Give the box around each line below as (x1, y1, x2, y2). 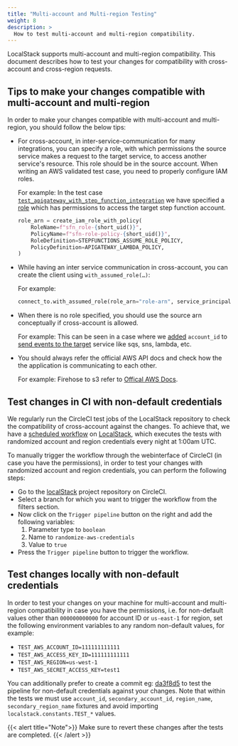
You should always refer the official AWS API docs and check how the (17, 353, 222, 363)
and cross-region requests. (33, 65, 112, 73)
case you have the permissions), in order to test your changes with (7, 459, 203, 467)
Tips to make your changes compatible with (7, 85, 205, 97)
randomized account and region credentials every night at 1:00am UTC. (7, 437, 217, 445)
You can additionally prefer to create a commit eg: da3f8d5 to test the (7, 678, 212, 687)
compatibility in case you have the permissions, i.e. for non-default (27, 606, 224, 614)
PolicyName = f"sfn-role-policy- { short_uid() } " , (31, 230, 171, 238)
